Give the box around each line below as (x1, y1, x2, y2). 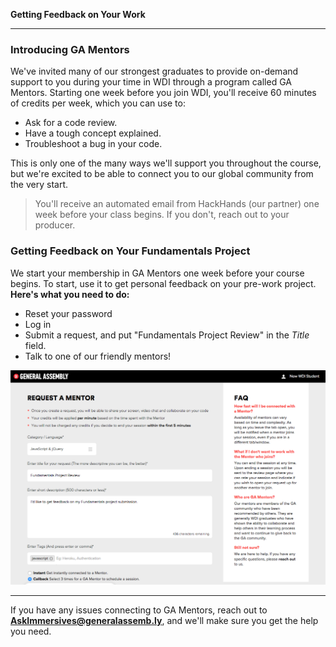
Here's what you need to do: (10, 288, 130, 300)
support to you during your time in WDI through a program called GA (10, 76, 292, 88)
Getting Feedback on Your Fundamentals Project (10, 244, 251, 258)
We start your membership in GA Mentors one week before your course (10, 267, 305, 279)
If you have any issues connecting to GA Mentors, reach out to (10, 604, 268, 616)
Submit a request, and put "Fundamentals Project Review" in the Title (24, 329, 310, 341)
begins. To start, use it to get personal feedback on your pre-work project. (10, 277, 317, 289)
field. (24, 339, 47, 351)
